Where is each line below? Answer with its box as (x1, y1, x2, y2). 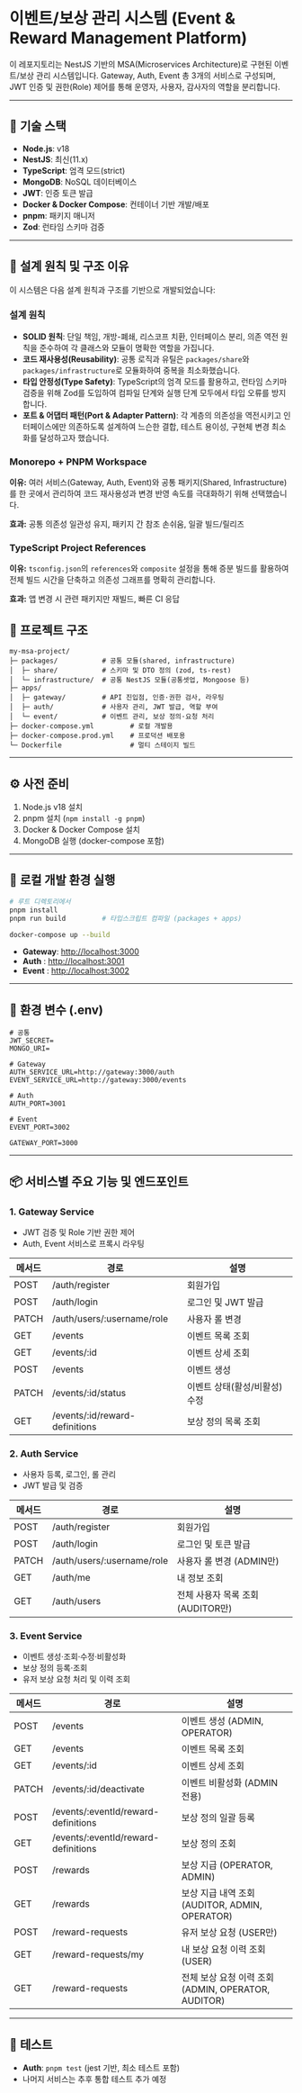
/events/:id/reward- (52, 1409, 137, 1421)
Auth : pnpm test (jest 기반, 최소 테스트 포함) (22, 2062, 181, 2073)
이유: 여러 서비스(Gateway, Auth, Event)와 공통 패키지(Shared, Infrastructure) (9, 477, 288, 488)
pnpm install (9, 906, 58, 915)
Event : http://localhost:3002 (22, 965, 130, 977)
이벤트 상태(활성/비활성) (187, 1380, 283, 1393)
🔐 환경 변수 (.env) (9, 1002, 103, 1017)
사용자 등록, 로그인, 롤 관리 (22, 1469, 117, 1480)
